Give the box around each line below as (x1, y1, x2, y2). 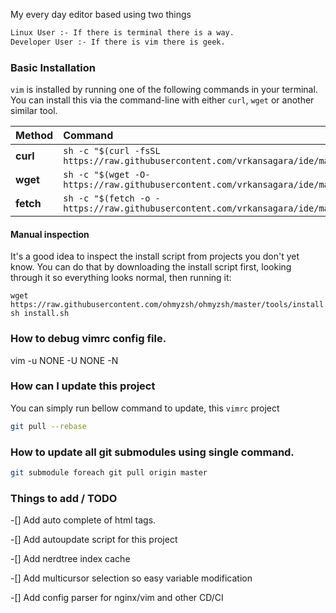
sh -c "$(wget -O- (63, 169, 151, 181)
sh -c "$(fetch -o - (63, 193, 161, 204)
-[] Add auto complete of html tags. (10, 514, 157, 526)
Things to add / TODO (10, 491, 118, 505)
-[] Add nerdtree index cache (10, 553, 131, 565)
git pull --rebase (10, 421, 87, 431)
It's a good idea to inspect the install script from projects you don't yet (10, 250, 300, 263)
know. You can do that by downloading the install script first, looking (10, 261, 292, 273)
